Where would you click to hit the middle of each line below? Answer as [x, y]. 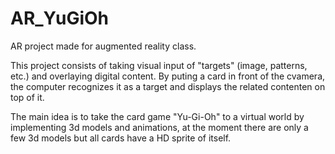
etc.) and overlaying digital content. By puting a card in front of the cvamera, [168, 76]
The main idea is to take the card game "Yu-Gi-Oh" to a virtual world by [157, 116]
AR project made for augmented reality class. [103, 46]
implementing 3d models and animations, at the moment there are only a [159, 127]
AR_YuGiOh [60, 18]
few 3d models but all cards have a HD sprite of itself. [121, 138]
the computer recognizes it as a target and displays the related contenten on [168, 86]
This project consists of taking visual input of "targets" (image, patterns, [159, 65]
